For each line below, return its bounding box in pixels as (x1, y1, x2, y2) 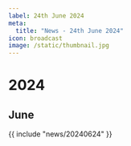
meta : (8, 19, 27, 27)
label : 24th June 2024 (8, 11, 84, 20)
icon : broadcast (8, 34, 63, 43)
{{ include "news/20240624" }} (8, 129, 113, 139)
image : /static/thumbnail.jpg (8, 42, 110, 50)
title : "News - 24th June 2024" (15, 26, 125, 34)
